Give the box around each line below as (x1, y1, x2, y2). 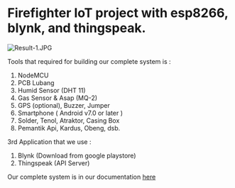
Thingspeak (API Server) (17, 158, 90, 167)
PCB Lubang (17, 78, 55, 87)
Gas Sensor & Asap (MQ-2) (17, 94, 98, 102)
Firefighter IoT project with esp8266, (7, 5, 229, 21)
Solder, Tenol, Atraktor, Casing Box (17, 116, 120, 125)
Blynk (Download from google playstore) (17, 151, 136, 160)
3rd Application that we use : (7, 137, 92, 146)
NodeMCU (17, 71, 49, 79)
